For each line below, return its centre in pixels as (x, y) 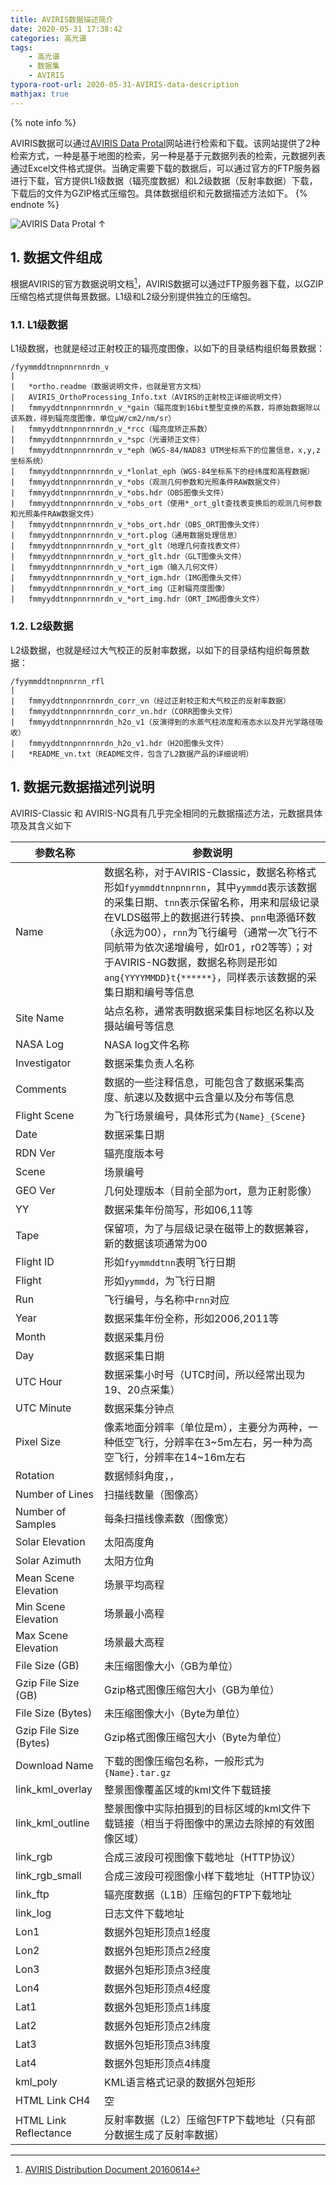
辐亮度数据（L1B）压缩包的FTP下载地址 (197, 1894)
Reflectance (43, 2133)
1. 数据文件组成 (56, 257)
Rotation (35, 1475)
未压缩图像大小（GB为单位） (171, 1666)
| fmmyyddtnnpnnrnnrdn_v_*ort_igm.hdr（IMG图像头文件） (128, 578)
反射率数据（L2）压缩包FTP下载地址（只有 (204, 2119)
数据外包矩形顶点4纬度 (157, 2063)
